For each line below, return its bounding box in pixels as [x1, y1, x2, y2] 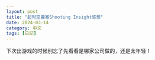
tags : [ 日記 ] [6, 31, 37, 36]
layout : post [6, 8, 38, 15]
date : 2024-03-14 [6, 19, 49, 25]
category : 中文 [6, 25, 42, 31]
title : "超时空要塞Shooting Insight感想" [6, 14, 104, 20]
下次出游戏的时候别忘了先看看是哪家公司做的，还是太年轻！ [6, 48, 151, 55]
